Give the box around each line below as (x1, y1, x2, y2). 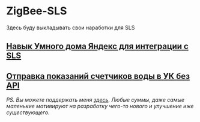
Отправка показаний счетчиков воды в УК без (6, 71, 190, 81)
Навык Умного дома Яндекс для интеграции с (6, 41, 189, 51)
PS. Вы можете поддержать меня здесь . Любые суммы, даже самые (6, 96, 185, 103)
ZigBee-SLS (6, 4, 67, 18)
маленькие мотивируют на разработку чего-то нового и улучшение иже (6, 103, 194, 110)
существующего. (6, 109, 50, 116)
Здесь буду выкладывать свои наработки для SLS (6, 24, 135, 31)
